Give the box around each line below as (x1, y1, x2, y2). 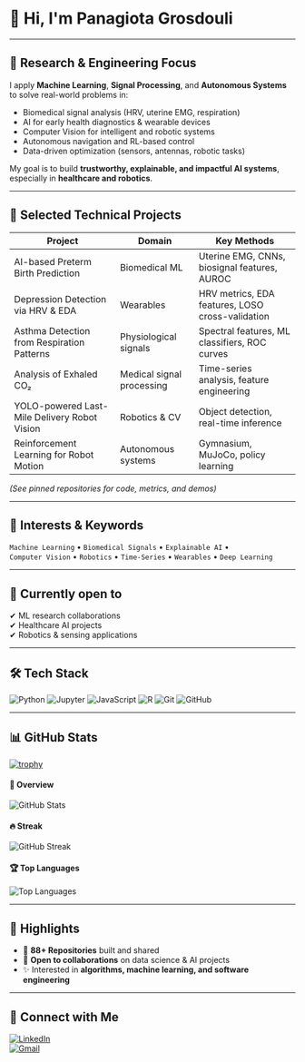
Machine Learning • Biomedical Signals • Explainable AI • (9, 542, 230, 553)
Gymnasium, (198, 437, 252, 449)
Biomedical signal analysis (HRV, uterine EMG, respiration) (22, 106, 241, 117)
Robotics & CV (119, 410, 182, 423)
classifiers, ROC (198, 336, 267, 349)
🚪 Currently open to (9, 585, 123, 602)
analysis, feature (198, 373, 270, 386)
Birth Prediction (14, 267, 80, 280)
